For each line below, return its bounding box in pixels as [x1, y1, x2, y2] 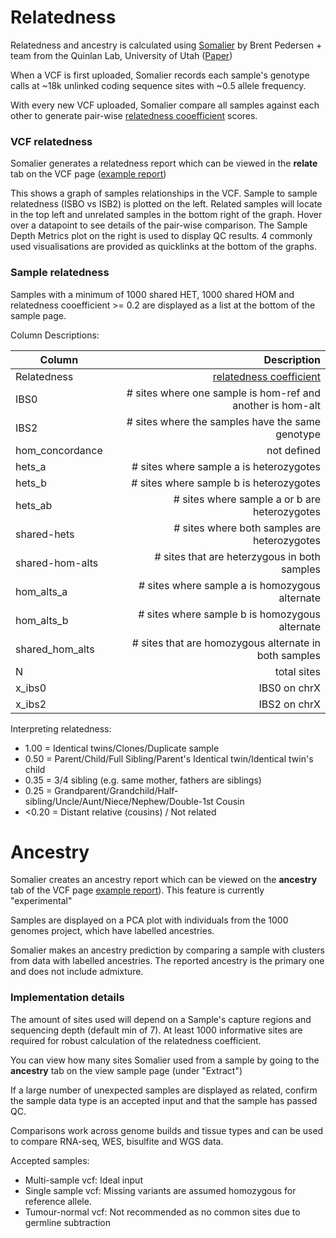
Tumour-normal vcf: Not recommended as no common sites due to [24, 1206, 301, 1218]
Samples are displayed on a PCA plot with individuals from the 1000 [10, 914, 289, 926]
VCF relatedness [10, 134, 93, 148]
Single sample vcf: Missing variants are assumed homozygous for [24, 1184, 297, 1196]
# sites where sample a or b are [173, 492, 321, 506]
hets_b [15, 476, 47, 490]
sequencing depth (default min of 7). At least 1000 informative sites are [10, 1024, 303, 1036]
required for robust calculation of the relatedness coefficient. [10, 1034, 262, 1046]
